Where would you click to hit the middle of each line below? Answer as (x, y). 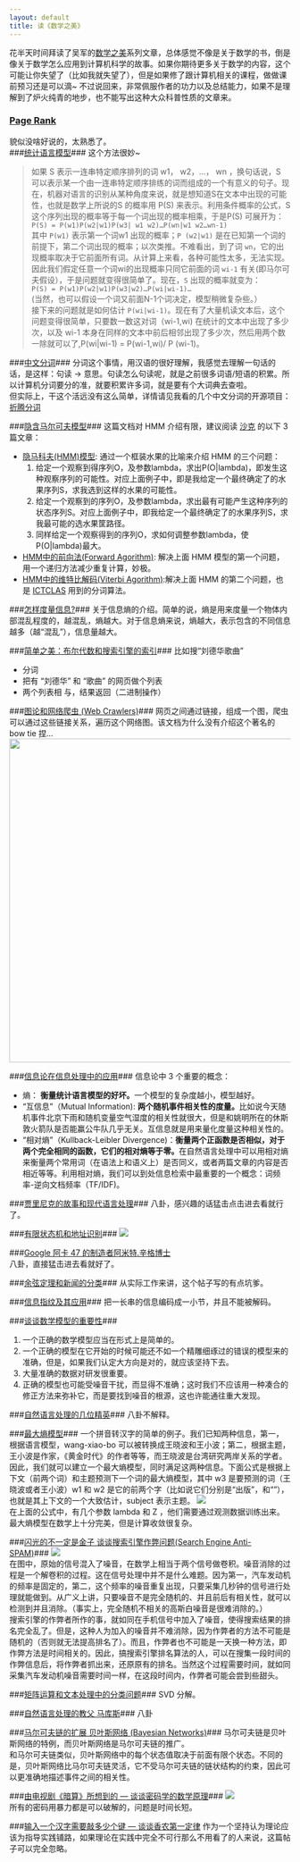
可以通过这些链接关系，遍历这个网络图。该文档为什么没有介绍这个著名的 (142, 722)
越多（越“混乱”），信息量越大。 (66, 632)
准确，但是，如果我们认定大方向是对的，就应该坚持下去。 (128, 1362)
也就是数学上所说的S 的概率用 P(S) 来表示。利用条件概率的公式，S (169, 205)
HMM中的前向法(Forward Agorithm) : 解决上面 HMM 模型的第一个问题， (153, 557)
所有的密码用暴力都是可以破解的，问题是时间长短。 (103, 1807)
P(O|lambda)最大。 (71, 545)
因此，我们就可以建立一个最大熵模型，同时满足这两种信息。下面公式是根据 (146, 1467)
